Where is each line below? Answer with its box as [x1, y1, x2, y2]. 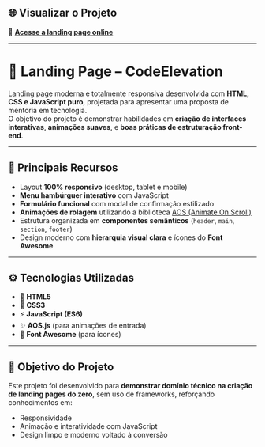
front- [222, 122, 243, 131]
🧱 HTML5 [19, 292, 51, 301]
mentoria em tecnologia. [8, 105, 88, 115]
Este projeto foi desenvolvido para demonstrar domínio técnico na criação [8, 381, 253, 391]
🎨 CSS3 [19, 301, 46, 310]
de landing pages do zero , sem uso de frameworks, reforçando [8, 389, 215, 399]
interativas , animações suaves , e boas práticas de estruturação [8, 122, 222, 131]
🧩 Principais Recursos [8, 161, 118, 175]
